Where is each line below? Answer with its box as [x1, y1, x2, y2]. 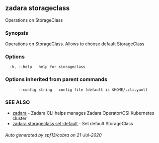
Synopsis [5, 29, 28, 36]
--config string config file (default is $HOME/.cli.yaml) [18, 87, 148, 92]
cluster [12, 115, 27, 121]
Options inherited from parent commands [5, 76, 108, 83]
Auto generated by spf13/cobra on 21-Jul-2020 [5, 132, 102, 138]
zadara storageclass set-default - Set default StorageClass [12, 121, 133, 126]
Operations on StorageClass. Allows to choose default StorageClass [5, 41, 145, 47]
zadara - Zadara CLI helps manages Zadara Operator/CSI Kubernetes [12, 110, 155, 116]
